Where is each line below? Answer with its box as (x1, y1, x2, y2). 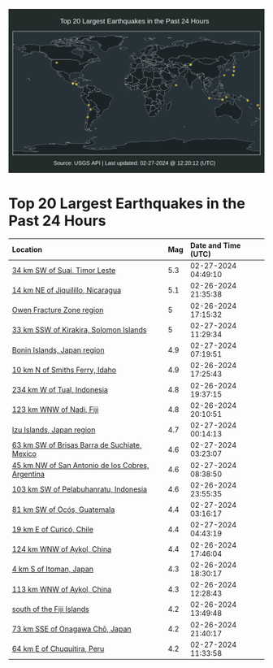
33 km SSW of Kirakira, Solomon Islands (11, 325, 147, 335)
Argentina (11, 469, 45, 479)
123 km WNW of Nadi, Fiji (11, 405, 99, 414)
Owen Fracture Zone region (11, 306, 104, 315)
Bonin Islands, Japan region (11, 345, 105, 354)
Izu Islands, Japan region (11, 424, 96, 435)
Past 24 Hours (8, 211, 106, 230)
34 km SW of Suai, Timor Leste (11, 265, 116, 275)
